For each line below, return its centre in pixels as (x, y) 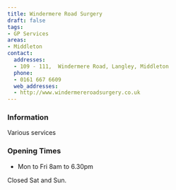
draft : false (27, 20)
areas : (17, 40)
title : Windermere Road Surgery (55, 14)
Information (28, 117)
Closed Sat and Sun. (37, 180)
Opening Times (34, 151)
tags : (15, 27)
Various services (32, 133)
